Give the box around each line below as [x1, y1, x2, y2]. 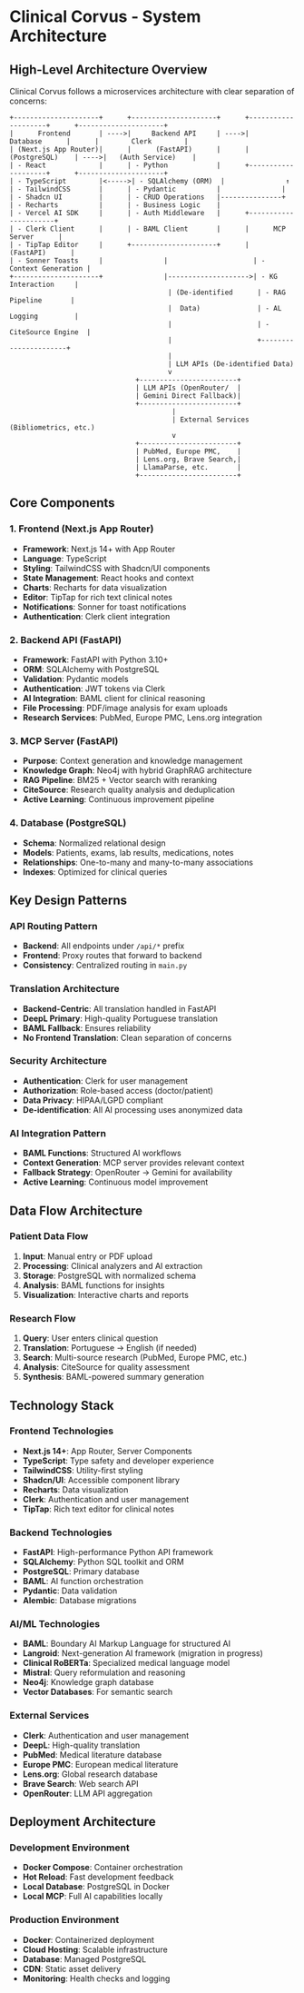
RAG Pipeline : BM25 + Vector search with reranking [22, 775, 218, 786]
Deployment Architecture [9, 1814, 156, 1829]
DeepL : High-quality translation [22, 1740, 141, 1750]
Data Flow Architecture [9, 1203, 143, 1218]
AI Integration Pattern [9, 1126, 107, 1139]
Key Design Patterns [9, 892, 127, 907]
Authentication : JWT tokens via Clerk [22, 683, 166, 694]
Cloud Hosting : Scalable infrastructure [22, 1944, 168, 1955]
